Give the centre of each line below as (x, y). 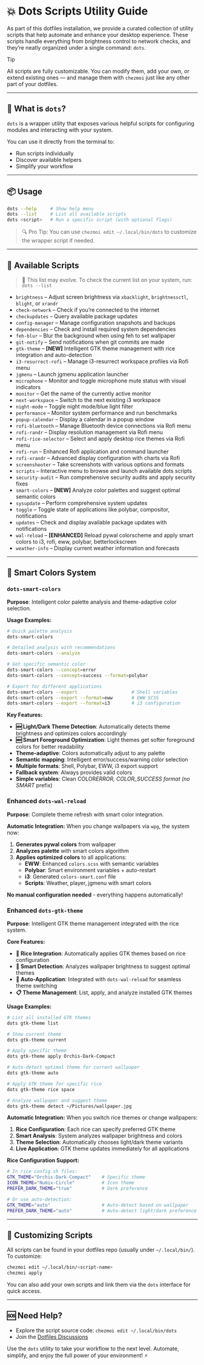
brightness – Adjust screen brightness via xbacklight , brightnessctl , (102, 297)
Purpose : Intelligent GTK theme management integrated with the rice (93, 923)
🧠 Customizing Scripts (50, 1235)
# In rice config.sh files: (42, 1172)
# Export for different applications (54, 686)
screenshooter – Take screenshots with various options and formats (100, 464)
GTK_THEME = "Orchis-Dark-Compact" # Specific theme (76, 1177)
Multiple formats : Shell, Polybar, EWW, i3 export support (87, 766)
